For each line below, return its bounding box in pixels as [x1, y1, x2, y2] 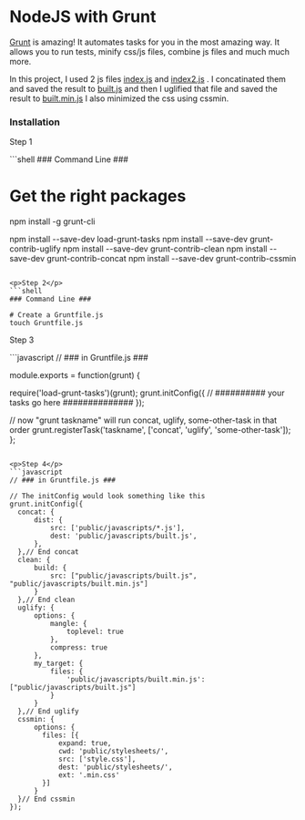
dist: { [33, 516, 64, 525]
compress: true [49, 643, 107, 652]
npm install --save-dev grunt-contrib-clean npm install [62, 243, 268, 254]
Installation [9, 116, 61, 128]
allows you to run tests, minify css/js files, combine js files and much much [9, 46, 290, 56]
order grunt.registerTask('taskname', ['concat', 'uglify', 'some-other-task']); [9, 425, 291, 436]
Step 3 [9, 334, 35, 345]
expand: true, [57, 739, 112, 748]
